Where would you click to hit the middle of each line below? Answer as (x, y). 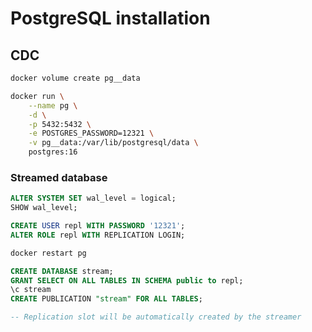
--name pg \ (53, 105)
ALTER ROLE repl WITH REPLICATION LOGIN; (98, 235)
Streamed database (59, 177)
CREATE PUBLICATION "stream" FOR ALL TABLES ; (106, 299)
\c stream (31, 290)
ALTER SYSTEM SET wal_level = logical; (93, 198)
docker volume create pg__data (75, 78)
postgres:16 (53, 152)
